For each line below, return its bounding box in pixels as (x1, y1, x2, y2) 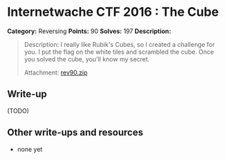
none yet (17, 145, 43, 153)
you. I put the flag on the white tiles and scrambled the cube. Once (23, 48, 214, 56)
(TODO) (7, 106, 30, 114)
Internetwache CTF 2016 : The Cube (7, 4, 219, 20)
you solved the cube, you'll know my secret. (23, 54, 150, 63)
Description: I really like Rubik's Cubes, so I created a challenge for (23, 40, 216, 48)
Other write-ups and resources (7, 127, 144, 139)
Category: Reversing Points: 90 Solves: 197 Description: (7, 27, 171, 35)
